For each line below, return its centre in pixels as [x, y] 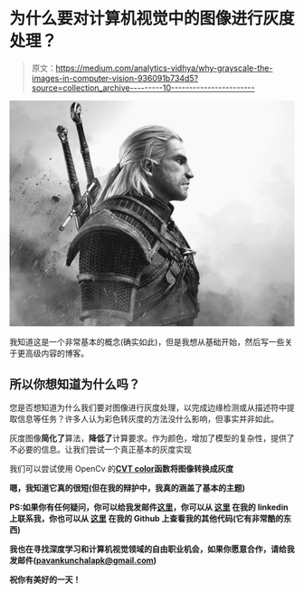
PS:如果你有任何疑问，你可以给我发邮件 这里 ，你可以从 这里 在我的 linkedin [149, 507]
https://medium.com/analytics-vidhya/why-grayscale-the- [164, 68]
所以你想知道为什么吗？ [75, 384]
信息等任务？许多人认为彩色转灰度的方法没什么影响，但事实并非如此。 [147, 419]
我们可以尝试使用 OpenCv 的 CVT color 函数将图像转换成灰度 [122, 469]
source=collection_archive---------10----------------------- [143, 88]
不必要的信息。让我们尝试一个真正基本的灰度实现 [100, 450]
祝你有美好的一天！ [45, 579]
